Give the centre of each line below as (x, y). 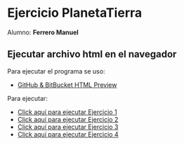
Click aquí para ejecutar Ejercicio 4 (68, 134)
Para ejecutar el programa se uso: (56, 71)
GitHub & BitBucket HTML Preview (67, 85)
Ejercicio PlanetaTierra (75, 13)
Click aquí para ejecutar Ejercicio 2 (68, 119)
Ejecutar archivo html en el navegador (92, 54)
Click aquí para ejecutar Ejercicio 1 (67, 112)
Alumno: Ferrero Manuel (43, 32)
